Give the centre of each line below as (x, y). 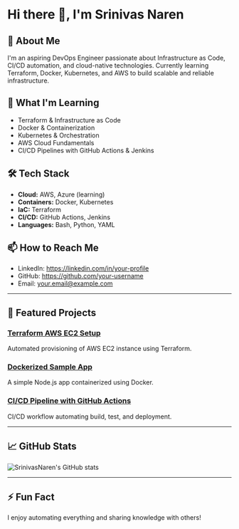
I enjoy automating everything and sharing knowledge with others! (104, 518)
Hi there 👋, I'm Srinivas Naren (96, 15)
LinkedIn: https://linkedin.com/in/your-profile (83, 268)
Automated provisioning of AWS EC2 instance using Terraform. (100, 349)
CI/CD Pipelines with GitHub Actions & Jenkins (86, 150)
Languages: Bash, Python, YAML (66, 224)
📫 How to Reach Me (53, 248)
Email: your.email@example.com (65, 283)
